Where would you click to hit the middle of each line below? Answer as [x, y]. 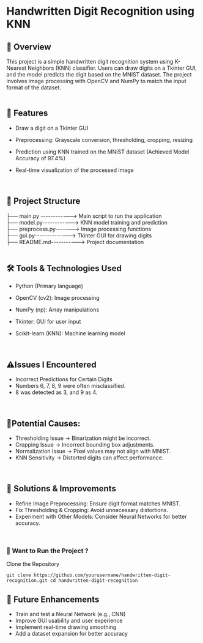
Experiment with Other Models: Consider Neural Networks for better [101, 516]
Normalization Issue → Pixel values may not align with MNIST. [93, 452]
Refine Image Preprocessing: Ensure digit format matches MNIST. [98, 504]
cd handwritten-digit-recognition [94, 581]
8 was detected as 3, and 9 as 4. [56, 392]
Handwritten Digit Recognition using [100, 11]
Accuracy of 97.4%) [40, 158]
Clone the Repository [33, 564]
